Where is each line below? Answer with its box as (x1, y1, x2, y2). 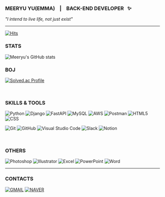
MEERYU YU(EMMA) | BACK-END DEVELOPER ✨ (5, 5, 132, 12)
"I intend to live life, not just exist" (5, 16, 73, 22)
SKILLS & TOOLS (5, 99, 46, 106)
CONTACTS (5, 175, 33, 182)
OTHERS (5, 147, 26, 154)
